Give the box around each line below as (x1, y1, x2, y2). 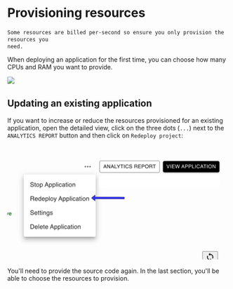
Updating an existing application (7, 98, 152, 109)
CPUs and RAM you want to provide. (7, 62, 113, 71)
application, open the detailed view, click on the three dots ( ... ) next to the (7, 123, 225, 132)
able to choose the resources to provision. (7, 274, 130, 282)
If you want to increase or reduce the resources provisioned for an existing (7, 116, 223, 124)
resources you (7, 36, 49, 43)
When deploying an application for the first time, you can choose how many (7, 55, 227, 64)
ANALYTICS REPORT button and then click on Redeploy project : (7, 131, 184, 140)
